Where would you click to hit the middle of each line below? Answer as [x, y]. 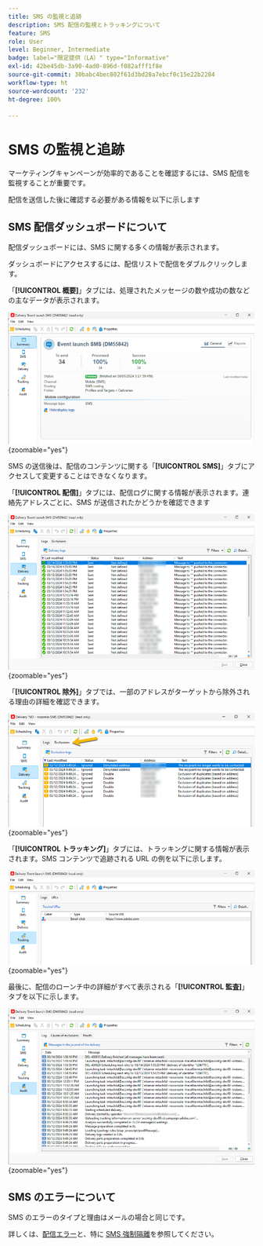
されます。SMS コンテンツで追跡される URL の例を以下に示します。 [117, 858]
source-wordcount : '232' [49, 91]
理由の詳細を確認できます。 [59, 702]
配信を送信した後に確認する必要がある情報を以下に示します [104, 199]
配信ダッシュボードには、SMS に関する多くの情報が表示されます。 [116, 247]
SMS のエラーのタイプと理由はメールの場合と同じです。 [99, 1218]
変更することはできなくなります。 [97, 476]
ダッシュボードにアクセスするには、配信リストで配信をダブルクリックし [124, 264]
